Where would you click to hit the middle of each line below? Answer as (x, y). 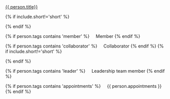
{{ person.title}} (22, 7)
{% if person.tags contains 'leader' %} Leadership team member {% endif (85, 71)
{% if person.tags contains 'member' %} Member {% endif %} (73, 36)
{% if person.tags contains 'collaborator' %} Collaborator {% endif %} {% (84, 46)
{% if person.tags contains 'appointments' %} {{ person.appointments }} (83, 86)
